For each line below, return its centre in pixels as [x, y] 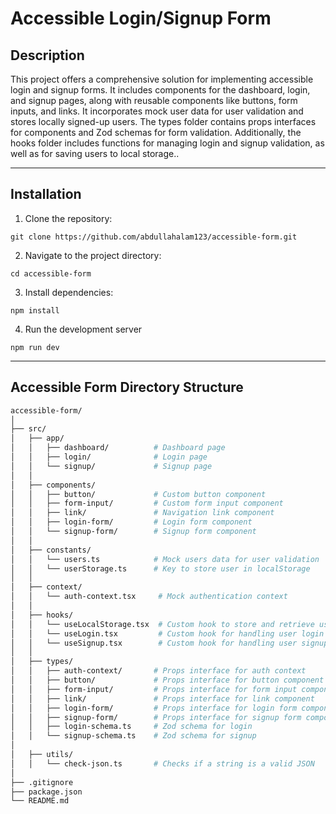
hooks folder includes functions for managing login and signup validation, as [167, 143]
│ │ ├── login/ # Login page [109, 457]
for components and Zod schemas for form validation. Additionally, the [156, 132]
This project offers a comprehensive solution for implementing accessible [162, 79]
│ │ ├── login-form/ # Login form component [131, 522]
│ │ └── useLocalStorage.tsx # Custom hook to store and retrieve [162, 624]
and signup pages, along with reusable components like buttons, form [154, 100]
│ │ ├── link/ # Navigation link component [142, 513]
